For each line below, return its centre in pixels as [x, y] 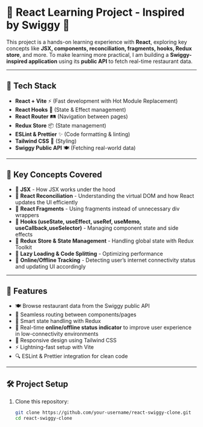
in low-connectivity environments [56, 334]
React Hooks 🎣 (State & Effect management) [70, 109]
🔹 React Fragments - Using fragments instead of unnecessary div [97, 209]
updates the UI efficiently [47, 202]
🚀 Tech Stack [31, 86]
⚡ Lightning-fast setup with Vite [54, 347]
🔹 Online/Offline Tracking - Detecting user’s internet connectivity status [105, 260]
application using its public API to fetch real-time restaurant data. [110, 61]
